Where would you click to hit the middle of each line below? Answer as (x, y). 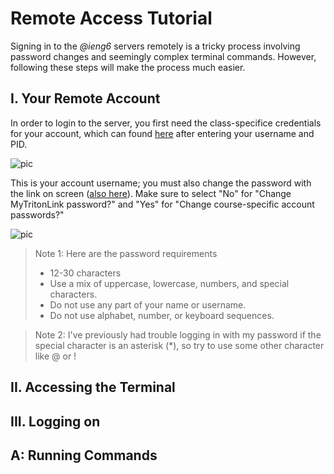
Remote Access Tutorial (111, 18)
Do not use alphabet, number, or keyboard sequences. (162, 315)
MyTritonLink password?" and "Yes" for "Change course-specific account (162, 204)
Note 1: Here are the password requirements (126, 253)
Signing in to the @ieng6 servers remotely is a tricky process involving (155, 46)
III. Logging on (55, 421)
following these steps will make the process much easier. (128, 67)
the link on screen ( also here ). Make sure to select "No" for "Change (151, 193)
